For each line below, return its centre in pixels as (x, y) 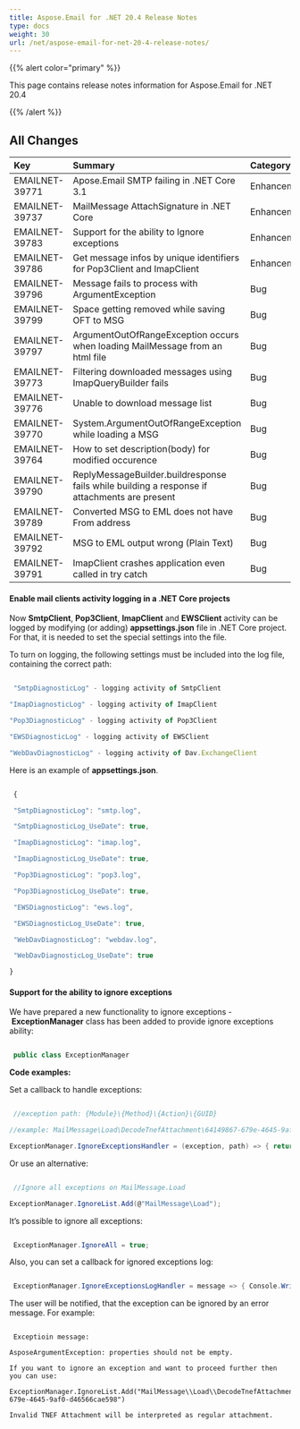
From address (102, 523)
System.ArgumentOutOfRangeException (157, 423)
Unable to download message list (142, 404)
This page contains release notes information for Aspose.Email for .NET (141, 85)
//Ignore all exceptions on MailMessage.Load (99, 1187)
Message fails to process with (135, 284)
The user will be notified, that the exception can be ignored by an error (139, 1304)
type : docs (29, 26)
